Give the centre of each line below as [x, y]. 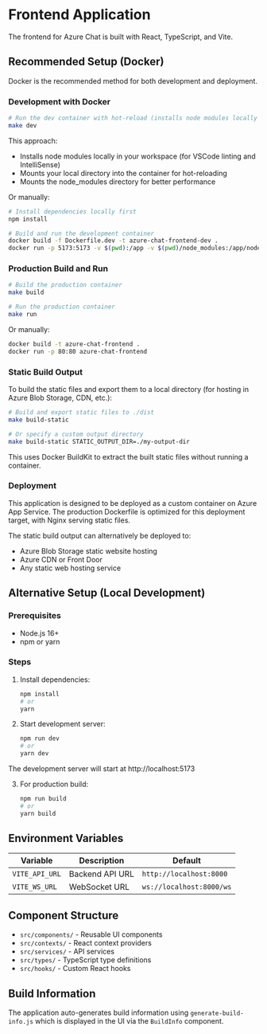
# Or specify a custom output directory [76, 434]
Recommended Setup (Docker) [86, 62]
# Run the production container [62, 307]
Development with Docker [60, 101]
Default [186, 860]
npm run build [43, 799]
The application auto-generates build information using [99, 1012]
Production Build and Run [58, 268]
